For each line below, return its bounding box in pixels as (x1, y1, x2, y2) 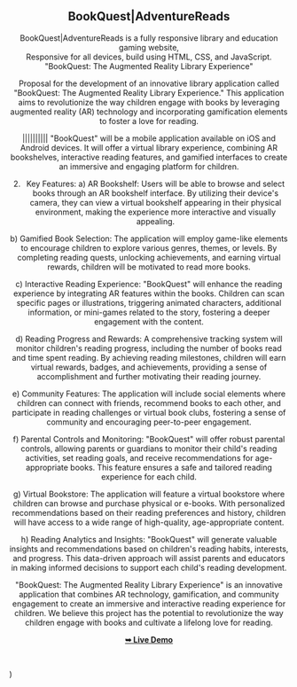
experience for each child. (101, 471, 197, 482)
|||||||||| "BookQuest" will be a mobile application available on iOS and (21, 133, 277, 144)
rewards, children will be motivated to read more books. (47, 262, 251, 272)
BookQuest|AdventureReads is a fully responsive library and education (20, 32, 278, 43)
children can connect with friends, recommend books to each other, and (17, 397, 281, 408)
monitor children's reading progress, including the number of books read (16, 342, 282, 354)
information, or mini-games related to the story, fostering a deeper (27, 307, 270, 317)
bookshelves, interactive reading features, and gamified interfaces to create (10, 152, 288, 162)
